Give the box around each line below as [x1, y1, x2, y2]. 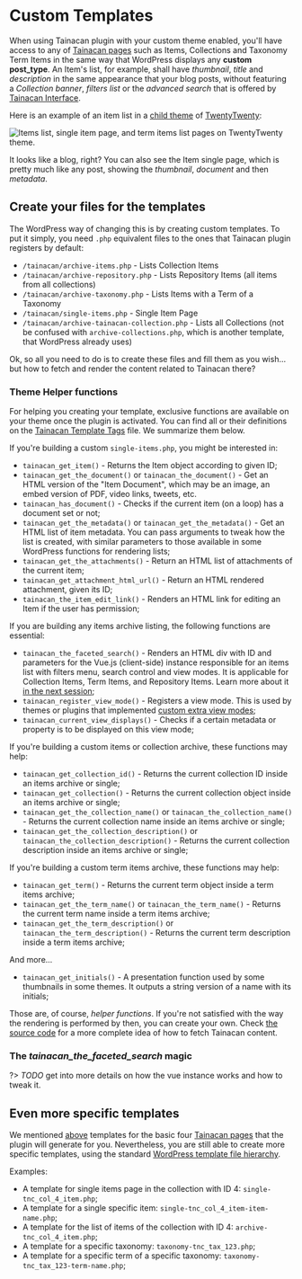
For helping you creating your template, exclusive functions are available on [9, 406, 289, 417]
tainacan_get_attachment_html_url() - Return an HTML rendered [22, 574, 265, 585]
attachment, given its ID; [22, 584, 113, 595]
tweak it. [9, 1079, 41, 1090]
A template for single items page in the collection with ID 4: [22, 1184, 241, 1195]
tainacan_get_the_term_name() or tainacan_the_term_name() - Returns [22, 899, 281, 910]
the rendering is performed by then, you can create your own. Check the [9, 1017, 279, 1029]
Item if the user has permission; [22, 603, 140, 614]
